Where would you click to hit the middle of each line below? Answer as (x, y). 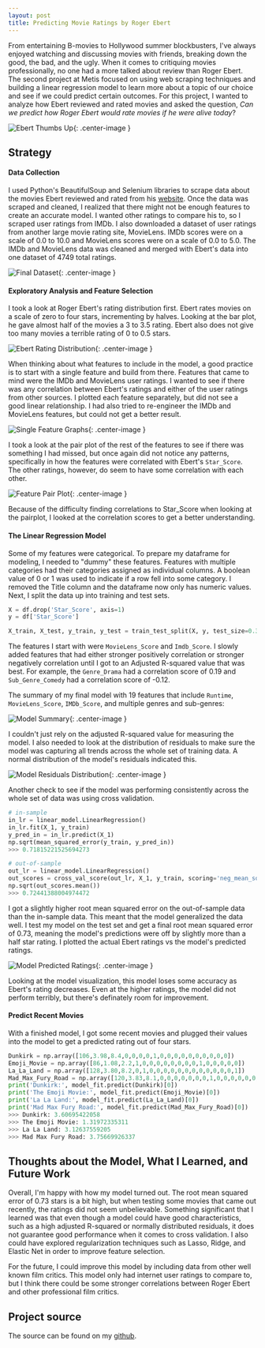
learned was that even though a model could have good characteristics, (125, 1218)
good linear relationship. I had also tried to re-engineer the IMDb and (119, 406)
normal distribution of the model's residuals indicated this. (103, 760)
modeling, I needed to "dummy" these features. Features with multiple (122, 561)
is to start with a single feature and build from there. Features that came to (129, 373)
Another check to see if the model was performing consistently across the (129, 790)
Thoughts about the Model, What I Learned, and (128, 1161)
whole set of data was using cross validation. (82, 798)
